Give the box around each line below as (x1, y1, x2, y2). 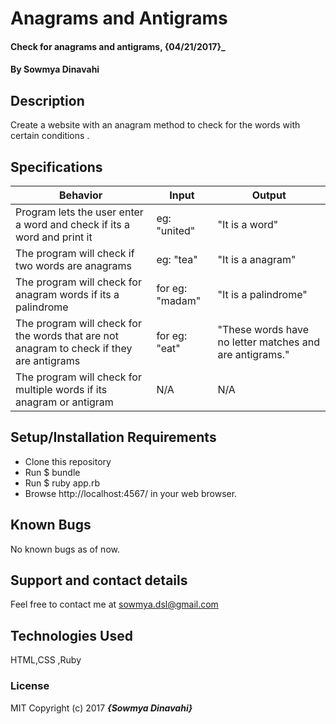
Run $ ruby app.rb (24, 477, 100, 489)
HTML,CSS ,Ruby (10, 654, 82, 666)
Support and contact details (10, 572, 188, 589)
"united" (156, 224, 196, 237)
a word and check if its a (15, 218, 130, 231)
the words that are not (15, 329, 119, 342)
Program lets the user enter (15, 205, 144, 219)
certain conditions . (10, 130, 90, 142)
